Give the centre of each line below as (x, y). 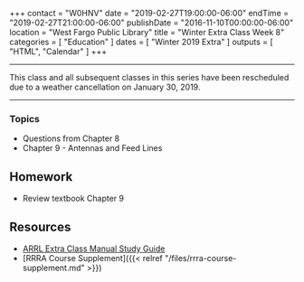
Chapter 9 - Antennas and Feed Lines (92, 148)
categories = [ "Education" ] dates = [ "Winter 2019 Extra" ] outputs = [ (141, 42)
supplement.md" (53, 268)
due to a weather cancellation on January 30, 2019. (105, 87)
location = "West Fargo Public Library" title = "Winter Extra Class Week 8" (147, 32)
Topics (25, 118)
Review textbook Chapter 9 (73, 199)
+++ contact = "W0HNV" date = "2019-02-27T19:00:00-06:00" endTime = (149, 13)
